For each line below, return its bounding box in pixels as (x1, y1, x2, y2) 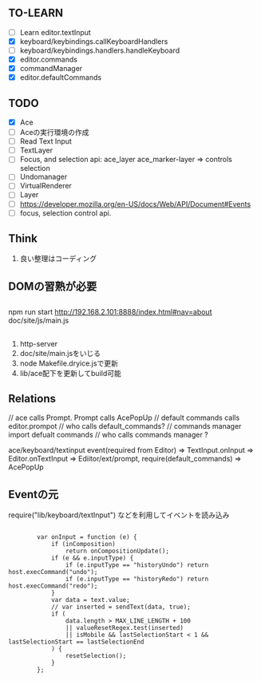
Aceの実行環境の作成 (19, 128, 89, 137)
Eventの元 (8, 487, 59, 501)
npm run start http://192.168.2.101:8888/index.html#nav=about (8, 307, 212, 317)
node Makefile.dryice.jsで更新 (19, 358, 118, 368)
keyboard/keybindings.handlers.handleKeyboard (19, 46, 180, 55)
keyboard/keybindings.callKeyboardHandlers (19, 36, 168, 46)
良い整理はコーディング (19, 254, 97, 263)
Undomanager (19, 172, 68, 182)
